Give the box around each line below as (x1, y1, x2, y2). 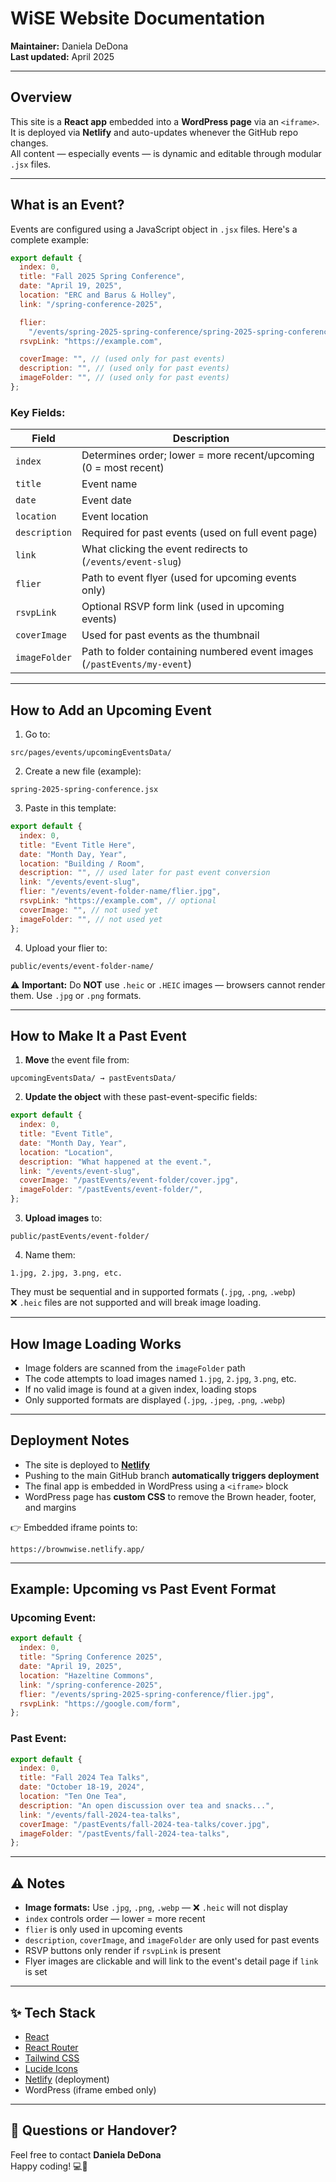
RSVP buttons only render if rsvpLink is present (24, 1945, 222, 1957)
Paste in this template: (24, 802, 117, 814)
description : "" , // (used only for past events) (19, 363, 230, 374)
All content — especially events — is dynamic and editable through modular (10, 147, 322, 159)
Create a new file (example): (24, 765, 142, 777)
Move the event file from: (24, 1054, 130, 1066)
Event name (81, 477, 138, 491)
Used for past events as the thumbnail (81, 628, 260, 642)
